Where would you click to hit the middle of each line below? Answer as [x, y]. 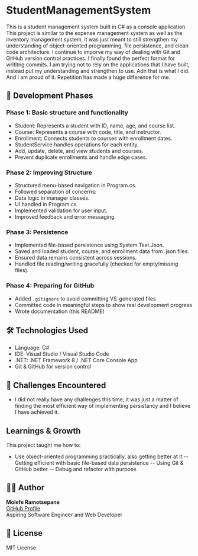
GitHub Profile [23, 508]
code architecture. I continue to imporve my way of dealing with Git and [93, 52]
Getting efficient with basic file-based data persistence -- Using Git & [99, 462]
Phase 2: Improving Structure [49, 172]
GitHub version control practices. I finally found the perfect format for [91, 58]
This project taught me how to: [43, 445]
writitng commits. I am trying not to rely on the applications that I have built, [98, 64]
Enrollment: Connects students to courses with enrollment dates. [93, 138]
